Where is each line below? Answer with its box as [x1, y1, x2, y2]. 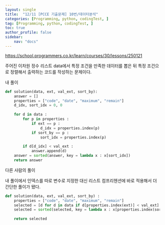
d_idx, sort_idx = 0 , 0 [14, 103, 63, 108]
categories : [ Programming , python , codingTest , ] [5, 16, 109, 21]
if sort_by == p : [31, 130, 69, 135]
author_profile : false [5, 30, 52, 35]
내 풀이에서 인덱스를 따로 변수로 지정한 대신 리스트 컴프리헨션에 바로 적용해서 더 [5, 177, 157, 183]
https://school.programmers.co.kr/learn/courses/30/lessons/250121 [5, 53, 142, 58]
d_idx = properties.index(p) [40, 126, 100, 131]
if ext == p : [31, 121, 60, 126]
